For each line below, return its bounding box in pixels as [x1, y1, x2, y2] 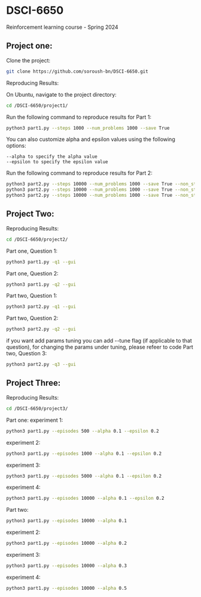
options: [6, 142, 27, 149]
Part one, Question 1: [6, 247, 58, 254]
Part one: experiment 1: [6, 416, 63, 424]
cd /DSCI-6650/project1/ [6, 103, 68, 109]
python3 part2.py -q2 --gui [6, 326, 77, 332]
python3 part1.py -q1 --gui [6, 259, 77, 265]
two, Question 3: [6, 350, 47, 357]
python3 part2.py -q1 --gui [6, 304, 77, 310]
